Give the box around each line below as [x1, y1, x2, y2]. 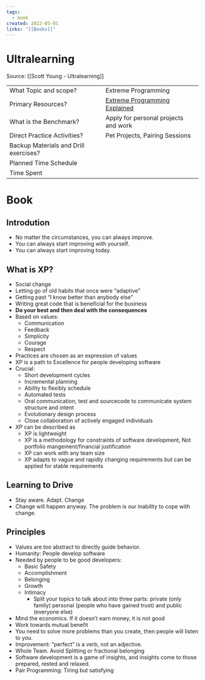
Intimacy [24, 588, 46, 596]
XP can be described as [15, 423, 76, 431]
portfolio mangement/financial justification [24, 443, 131, 450]
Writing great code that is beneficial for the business [15, 300, 148, 307]
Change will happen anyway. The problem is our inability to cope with [15, 502, 190, 510]
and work [105, 122, 132, 130]
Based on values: [15, 313, 59, 320]
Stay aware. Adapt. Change [15, 496, 84, 503]
